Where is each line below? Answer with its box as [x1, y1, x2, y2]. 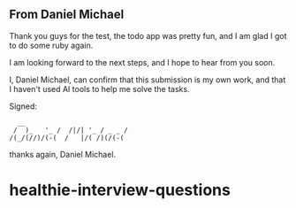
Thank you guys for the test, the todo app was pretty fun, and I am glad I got [9, 30, 287, 41]
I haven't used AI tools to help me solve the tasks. [9, 83, 190, 94]
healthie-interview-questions [9, 181, 231, 200]
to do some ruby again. [9, 40, 94, 50]
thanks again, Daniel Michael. [9, 149, 117, 159]
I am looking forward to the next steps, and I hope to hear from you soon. [9, 57, 276, 67]
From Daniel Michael [9, 7, 125, 22]
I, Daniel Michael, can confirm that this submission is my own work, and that [9, 74, 286, 85]
